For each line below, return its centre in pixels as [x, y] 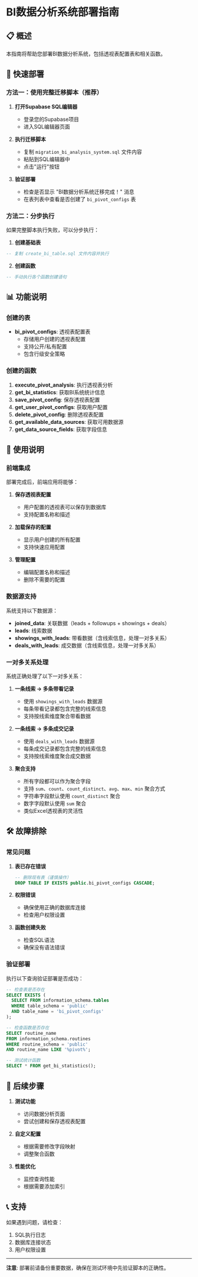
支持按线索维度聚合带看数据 [57, 716]
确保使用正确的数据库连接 [55, 908]
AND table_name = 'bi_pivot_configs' [58, 1012]
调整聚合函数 [39, 1154]
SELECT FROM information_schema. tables [60, 1001]
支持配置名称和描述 [47, 514]
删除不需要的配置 [44, 580]
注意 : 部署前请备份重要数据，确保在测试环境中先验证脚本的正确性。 [88, 1268]
